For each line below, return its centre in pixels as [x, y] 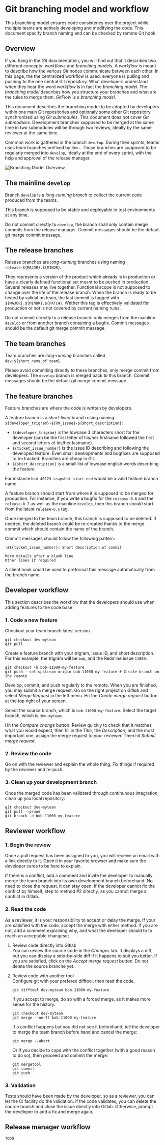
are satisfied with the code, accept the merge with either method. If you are [82, 925]
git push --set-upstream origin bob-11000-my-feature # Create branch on [82, 672]
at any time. [17, 215]
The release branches [39, 250]
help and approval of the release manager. [48, 158]
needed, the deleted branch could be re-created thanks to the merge [75, 524]
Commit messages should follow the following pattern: [60, 538]
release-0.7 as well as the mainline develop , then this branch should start [79, 504]
